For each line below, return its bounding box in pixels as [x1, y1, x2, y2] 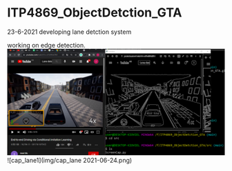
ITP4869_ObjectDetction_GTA [7, 5, 182, 21]
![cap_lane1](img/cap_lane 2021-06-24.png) [7, 157, 133, 165]
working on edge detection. [7, 41, 86, 49]
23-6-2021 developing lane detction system [7, 28, 132, 36]
